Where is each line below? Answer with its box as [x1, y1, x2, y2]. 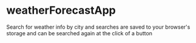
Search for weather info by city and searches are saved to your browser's [6, 23, 191, 30]
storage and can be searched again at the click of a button [6, 29, 153, 36]
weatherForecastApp [6, 4, 117, 17]
